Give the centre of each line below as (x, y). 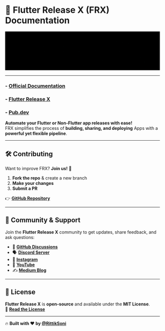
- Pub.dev (17, 112)
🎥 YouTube (24, 265)
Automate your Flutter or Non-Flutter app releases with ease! (69, 123)
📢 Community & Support (43, 220)
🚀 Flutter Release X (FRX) (57, 10)
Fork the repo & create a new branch (50, 178)
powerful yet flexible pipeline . (36, 134)
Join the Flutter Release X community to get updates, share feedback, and (81, 232)
